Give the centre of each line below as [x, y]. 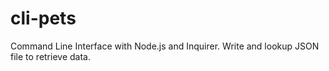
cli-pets [43, 18]
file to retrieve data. [50, 56]
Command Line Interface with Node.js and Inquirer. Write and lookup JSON [165, 46]
